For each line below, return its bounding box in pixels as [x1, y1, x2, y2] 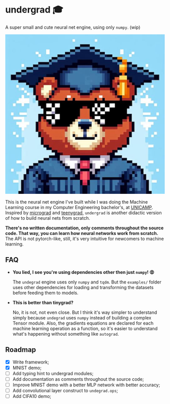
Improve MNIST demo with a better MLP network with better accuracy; [12, 382, 160, 388]
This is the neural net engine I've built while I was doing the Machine [5, 198, 148, 205]
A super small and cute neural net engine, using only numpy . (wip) [5, 24, 141, 30]
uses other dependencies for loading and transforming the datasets [12, 284, 154, 290]
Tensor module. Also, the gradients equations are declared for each [12, 320, 154, 326]
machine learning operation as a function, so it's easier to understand [12, 325, 158, 332]
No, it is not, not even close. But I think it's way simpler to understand [12, 309, 157, 315]
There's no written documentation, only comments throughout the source [5, 225, 164, 231]
